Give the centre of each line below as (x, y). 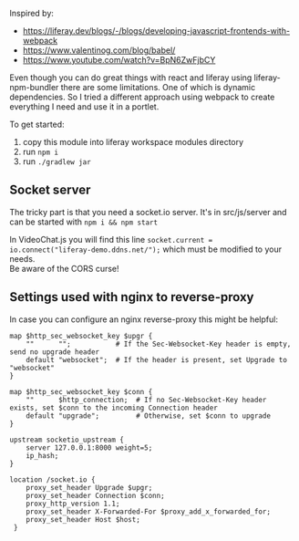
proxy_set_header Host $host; (83, 519)
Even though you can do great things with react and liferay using (131, 78)
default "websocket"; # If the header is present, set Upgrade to (156, 359)
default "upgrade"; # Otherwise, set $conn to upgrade (149, 416)
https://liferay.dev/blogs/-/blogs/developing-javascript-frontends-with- (156, 31)
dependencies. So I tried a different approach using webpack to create (142, 97)
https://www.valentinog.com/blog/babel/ (99, 50)
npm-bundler (34, 87)
